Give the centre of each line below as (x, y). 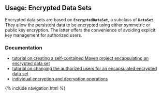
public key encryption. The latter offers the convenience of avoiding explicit (80, 30)
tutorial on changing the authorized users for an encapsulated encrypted (84, 69)
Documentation (24, 48)
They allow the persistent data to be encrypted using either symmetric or (78, 25)
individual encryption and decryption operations (60, 79)
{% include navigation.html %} (36, 88)
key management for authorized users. (44, 35)
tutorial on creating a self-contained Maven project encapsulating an (80, 58)
